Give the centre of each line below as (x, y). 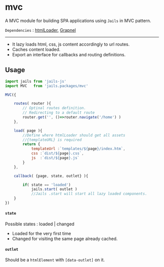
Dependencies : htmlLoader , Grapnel (41, 30)
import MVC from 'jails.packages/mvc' (47, 86)
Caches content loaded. (36, 49)
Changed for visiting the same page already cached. (65, 239)
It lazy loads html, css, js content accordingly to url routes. (71, 44)
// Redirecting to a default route (59, 113)
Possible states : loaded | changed (40, 224)
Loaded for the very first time (41, 234)
